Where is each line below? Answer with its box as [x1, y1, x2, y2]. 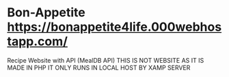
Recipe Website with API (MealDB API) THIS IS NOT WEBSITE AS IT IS [7, 56, 204, 64]
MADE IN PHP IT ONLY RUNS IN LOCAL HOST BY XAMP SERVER [7, 63, 191, 72]
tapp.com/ [7, 34, 68, 49]
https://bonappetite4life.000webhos [7, 19, 222, 35]
